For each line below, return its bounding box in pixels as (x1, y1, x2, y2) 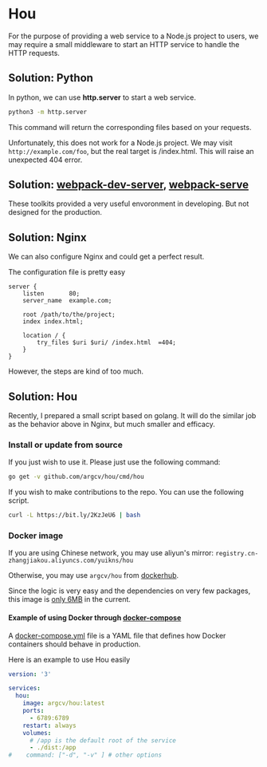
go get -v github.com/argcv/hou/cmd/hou (8, 472, 145, 481)
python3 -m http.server (8, 108, 88, 116)
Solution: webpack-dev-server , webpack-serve (8, 178, 249, 192)
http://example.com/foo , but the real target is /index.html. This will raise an (8, 146, 254, 156)
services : (8, 684, 41, 693)
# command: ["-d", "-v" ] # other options (8, 751, 162, 759)
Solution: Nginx (8, 231, 87, 244)
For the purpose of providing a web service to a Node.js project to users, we (8, 31, 259, 41)
